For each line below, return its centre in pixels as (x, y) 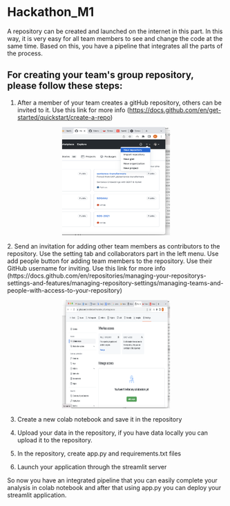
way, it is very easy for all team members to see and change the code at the (115, 38)
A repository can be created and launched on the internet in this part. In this (115, 31)
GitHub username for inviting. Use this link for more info (86, 268)
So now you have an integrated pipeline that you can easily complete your (112, 480)
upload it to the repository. (55, 440)
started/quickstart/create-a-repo (64, 117)
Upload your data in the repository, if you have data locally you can (113, 433)
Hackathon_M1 (51, 12)
